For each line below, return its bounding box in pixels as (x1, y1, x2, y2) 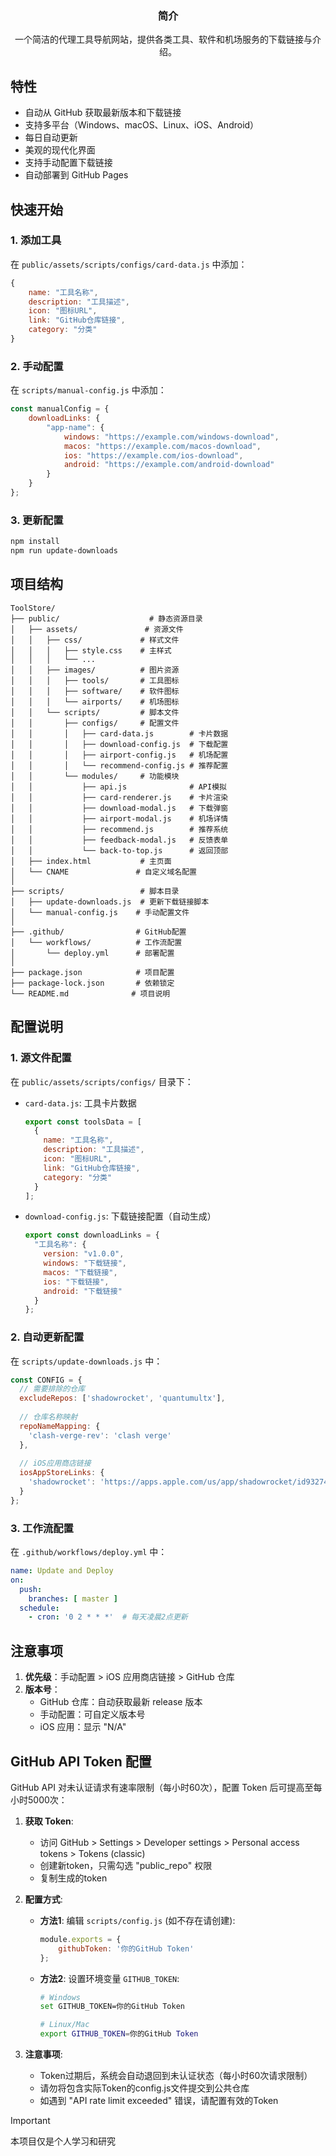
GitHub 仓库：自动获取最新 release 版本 (39, 1696, 203, 1708)
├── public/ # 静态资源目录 (10, 613, 203, 624)
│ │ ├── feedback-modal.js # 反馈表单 (10, 835, 229, 845)
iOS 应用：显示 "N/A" (39, 1721, 127, 1733)
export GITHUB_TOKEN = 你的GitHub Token (39, 2029, 199, 2039)
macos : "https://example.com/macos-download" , (63, 441, 262, 451)
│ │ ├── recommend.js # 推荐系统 (10, 824, 229, 834)
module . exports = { (39, 1934, 122, 1944)
